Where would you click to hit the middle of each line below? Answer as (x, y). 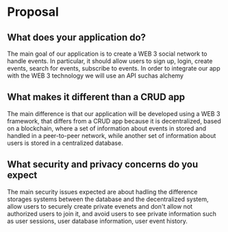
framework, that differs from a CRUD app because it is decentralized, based (114, 121)
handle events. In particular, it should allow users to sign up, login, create (110, 61)
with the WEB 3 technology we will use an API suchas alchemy (95, 76)
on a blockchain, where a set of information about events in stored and (107, 128)
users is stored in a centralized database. (65, 143)
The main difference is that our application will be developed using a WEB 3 (114, 113)
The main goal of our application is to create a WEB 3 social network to (107, 54)
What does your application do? (76, 37)
